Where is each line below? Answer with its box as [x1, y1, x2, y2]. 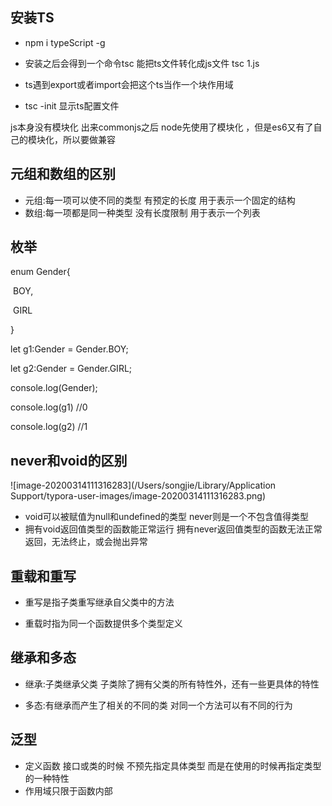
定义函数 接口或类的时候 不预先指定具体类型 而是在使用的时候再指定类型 [24, 759, 322, 772]
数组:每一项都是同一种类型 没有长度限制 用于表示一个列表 [24, 206, 261, 218]
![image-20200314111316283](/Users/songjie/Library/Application [10, 479, 277, 492]
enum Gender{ [10, 266, 71, 278]
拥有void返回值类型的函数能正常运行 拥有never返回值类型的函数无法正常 [24, 523, 323, 535]
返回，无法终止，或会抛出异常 [24, 536, 148, 548]
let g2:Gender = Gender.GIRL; [10, 363, 133, 375]
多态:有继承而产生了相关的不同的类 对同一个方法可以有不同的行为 [24, 699, 293, 711]
